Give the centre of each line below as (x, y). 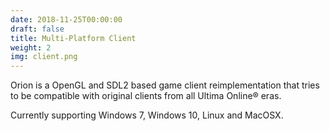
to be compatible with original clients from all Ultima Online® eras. (146, 96)
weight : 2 (31, 47)
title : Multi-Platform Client (73, 38)
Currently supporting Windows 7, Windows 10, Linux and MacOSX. (147, 115)
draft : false (37, 29)
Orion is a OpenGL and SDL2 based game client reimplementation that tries (165, 85)
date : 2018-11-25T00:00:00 (66, 19)
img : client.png (44, 57)
